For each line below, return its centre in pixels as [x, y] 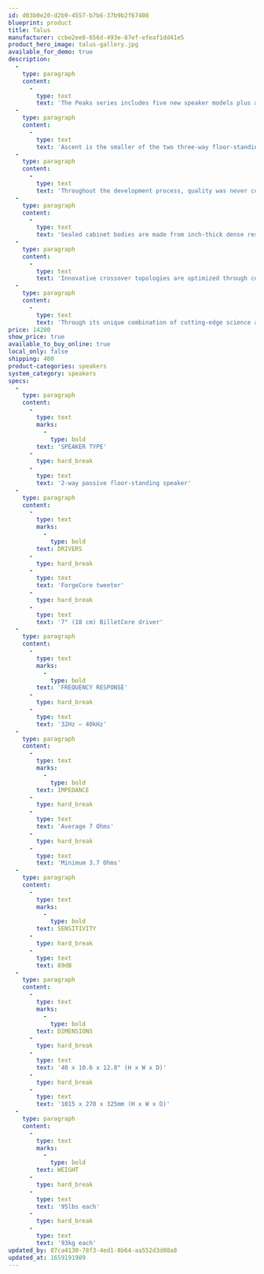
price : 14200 [29, 330]
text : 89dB [54, 965]
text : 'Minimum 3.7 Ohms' [79, 863]
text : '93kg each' [66, 1243]
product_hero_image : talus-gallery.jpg [73, 45]
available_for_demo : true [50, 52]
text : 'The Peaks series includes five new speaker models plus [144, 103]
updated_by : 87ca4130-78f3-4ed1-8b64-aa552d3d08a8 [93, 1250]
